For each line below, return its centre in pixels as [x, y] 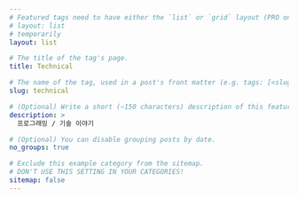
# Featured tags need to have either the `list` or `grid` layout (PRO [144, 17]
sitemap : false [37, 180]
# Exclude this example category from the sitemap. [106, 164]
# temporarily [35, 34]
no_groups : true [39, 147]
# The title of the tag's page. [69, 59]
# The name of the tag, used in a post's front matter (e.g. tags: [137, 83]
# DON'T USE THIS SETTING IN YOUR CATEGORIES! [97, 172]
